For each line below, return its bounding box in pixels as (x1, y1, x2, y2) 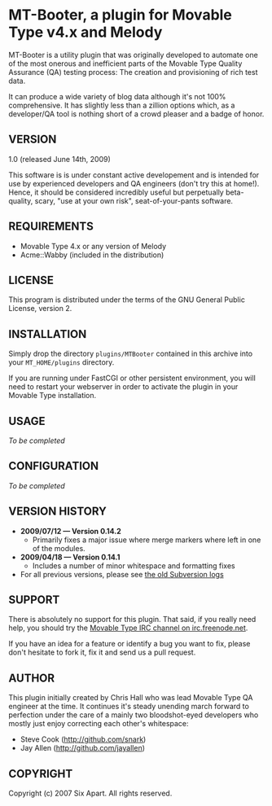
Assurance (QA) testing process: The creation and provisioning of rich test (8, 67, 258, 77)
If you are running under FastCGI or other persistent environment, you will (8, 373, 257, 383)
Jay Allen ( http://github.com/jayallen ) (20, 743, 145, 753)
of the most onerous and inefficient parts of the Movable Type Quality (8, 59, 243, 68)
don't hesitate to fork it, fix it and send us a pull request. (8, 647, 196, 657)
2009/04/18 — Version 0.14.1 (20, 552, 121, 562)
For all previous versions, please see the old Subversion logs (20, 569, 224, 579)
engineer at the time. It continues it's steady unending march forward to (8, 702, 250, 712)
